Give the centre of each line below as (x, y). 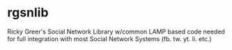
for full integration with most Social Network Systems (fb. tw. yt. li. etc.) (110, 38)
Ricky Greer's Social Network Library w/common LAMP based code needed (116, 32)
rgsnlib (28, 13)
